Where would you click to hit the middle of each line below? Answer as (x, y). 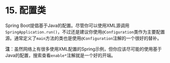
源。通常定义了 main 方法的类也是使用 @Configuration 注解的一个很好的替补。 (83, 38)
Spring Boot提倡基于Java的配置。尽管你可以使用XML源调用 (67, 25)
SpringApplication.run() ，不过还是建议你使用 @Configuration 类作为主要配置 (85, 31)
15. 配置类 (26, 10)
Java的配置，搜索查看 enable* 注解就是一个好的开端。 (60, 55)
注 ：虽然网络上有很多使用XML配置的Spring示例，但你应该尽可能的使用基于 (84, 49)
